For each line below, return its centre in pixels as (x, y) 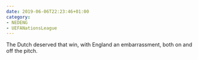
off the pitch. (22, 51)
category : (18, 17)
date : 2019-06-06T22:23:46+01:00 (48, 11)
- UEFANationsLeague (32, 28)
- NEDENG (17, 22)
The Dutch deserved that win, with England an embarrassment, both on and (99, 45)
